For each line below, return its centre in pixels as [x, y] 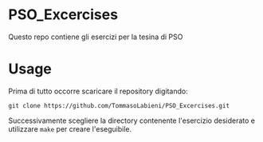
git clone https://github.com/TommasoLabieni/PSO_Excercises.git [119, 105]
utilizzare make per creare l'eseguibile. [70, 128]
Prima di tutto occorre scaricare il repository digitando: [98, 91]
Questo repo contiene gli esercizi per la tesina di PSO [96, 37]
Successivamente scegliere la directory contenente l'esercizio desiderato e [132, 120]
